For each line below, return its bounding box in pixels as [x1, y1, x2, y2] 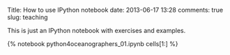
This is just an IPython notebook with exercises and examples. [7, 27, 186, 34]
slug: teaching [7, 13, 48, 21]
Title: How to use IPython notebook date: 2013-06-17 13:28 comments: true [7, 6, 224, 14]
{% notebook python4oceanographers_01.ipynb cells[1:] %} [7, 40, 179, 47]
